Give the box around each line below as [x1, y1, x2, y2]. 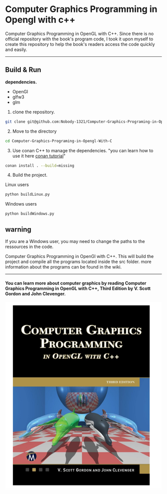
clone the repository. [12, 109, 55, 115]
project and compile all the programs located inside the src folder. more [5, 258, 152, 264]
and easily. [5, 46, 27, 52]
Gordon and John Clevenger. [5, 290, 66, 296]
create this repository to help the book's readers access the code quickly [5, 41, 155, 47]
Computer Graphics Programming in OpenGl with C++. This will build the [5, 253, 154, 259]
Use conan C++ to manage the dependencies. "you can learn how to [12, 147, 154, 153]
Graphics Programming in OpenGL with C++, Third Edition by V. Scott [5, 285, 151, 291]
